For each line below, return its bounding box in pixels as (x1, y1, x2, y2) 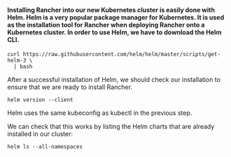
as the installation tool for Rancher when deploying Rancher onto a (7, 20, 205, 29)
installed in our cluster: (7, 130, 73, 138)
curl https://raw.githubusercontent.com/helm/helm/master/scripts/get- (7, 51, 220, 58)
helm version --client (7, 97, 73, 104)
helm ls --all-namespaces (7, 144, 83, 151)
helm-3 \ (7, 57, 33, 64)
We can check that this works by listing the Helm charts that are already (7, 123, 215, 131)
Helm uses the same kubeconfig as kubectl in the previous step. (7, 109, 192, 117)
